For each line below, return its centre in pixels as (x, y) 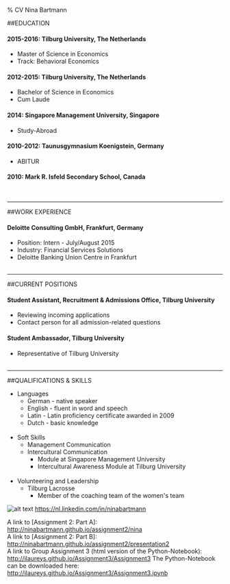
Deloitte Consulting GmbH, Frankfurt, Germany (75, 227)
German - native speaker (62, 401)
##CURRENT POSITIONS (42, 284)
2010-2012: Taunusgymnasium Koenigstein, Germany (86, 146)
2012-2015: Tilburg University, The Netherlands (76, 77)
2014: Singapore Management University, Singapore (83, 115)
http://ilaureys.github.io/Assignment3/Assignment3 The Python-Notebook (111, 558)
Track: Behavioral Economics (58, 62)
